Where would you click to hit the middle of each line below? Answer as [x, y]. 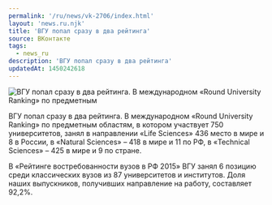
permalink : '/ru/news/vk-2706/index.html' [81, 16]
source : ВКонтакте [39, 38]
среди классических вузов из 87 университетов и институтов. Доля [127, 174]
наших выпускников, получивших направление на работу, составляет [130, 183]
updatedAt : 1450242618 [47, 69]
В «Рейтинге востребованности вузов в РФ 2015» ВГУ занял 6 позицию [132, 166]
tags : [17, 46]
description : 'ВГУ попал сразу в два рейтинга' [91, 62]
